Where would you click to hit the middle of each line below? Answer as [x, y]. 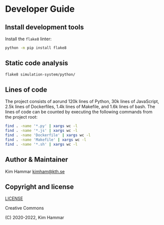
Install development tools [45, 27]
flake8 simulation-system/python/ [40, 75]
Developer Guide [40, 9]
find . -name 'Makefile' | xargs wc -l [46, 140]
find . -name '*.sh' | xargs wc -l [41, 144]
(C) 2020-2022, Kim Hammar [35, 218]
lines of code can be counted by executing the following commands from [79, 112]
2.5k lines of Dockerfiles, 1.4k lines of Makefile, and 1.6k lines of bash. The [80, 107]
